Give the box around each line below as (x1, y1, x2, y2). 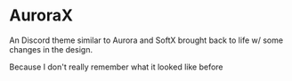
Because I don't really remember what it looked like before (9, 61, 224, 72)
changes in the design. (9, 44, 93, 54)
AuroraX (9, 5, 74, 26)
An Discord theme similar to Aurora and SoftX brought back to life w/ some (9, 35, 283, 45)
